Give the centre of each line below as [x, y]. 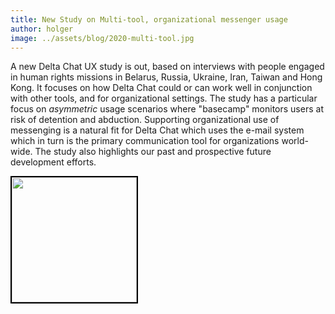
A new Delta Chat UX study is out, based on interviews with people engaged [167, 67]
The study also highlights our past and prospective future [153, 152]
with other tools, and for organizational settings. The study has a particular [164, 98]
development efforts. [53, 162]
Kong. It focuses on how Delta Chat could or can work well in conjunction [161, 88]
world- [295, 141]
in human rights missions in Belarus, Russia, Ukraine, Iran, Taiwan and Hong [166, 77]
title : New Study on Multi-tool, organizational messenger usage [149, 19]
